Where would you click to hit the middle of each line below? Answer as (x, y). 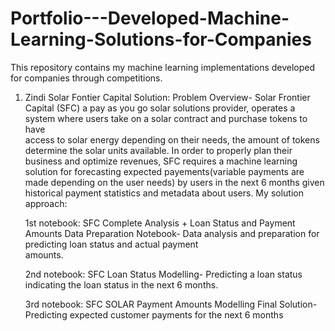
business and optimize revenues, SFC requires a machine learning (161, 161)
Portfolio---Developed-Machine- (150, 18)
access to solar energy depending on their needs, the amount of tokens (172, 139)
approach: (46, 203)
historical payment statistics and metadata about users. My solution (164, 193)
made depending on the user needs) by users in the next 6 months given (174, 182)
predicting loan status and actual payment (111, 244)
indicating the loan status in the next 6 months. (121, 284)
